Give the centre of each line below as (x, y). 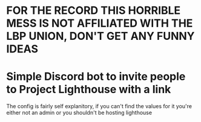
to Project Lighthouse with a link (89, 90)
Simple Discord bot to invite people (96, 77)
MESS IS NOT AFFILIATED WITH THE (100, 23)
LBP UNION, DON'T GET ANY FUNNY (100, 36)
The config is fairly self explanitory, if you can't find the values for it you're (99, 106)
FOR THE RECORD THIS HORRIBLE (94, 11)
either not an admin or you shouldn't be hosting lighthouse (79, 113)
